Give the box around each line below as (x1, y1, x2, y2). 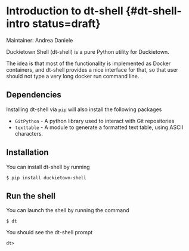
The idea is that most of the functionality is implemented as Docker (6, 60, 171, 67)
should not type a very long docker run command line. (6, 72, 140, 79)
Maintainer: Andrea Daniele (6, 36, 73, 44)
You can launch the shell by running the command (6, 207, 129, 214)
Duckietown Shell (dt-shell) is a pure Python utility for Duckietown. (6, 48, 170, 55)
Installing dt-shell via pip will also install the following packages (6, 106, 162, 113)
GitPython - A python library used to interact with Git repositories (14, 117, 175, 124)
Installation (6, 148, 49, 158)
